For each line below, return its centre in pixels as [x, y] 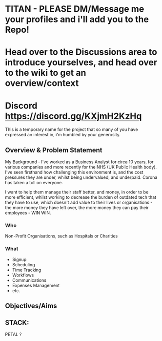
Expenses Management [36, 285]
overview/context [42, 83]
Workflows [23, 275]
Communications [29, 280]
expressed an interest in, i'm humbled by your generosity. [63, 135]
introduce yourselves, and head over [81, 63]
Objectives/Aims [31, 306]
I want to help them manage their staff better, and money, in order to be [77, 192]
